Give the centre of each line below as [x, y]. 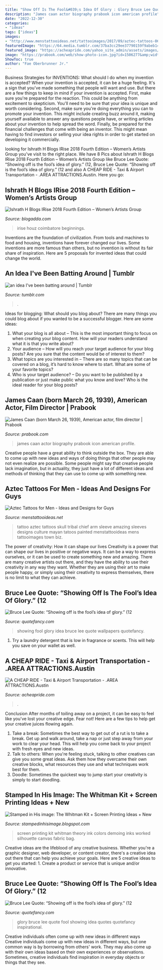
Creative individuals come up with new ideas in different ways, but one [76, 941]
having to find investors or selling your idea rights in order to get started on [80, 135]
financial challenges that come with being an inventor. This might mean [76, 129]
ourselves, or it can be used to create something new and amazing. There [79, 557]
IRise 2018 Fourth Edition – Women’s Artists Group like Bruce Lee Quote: [77, 159]
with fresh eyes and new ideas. [43, 749]
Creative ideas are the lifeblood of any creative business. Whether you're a [80, 848]
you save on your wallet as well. [44, 646]
